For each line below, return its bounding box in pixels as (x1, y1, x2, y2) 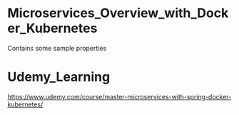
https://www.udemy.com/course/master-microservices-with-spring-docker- (7, 92, 232, 101)
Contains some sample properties (7, 44, 107, 52)
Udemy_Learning (7, 69, 111, 85)
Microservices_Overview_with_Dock (7, 5, 229, 21)
